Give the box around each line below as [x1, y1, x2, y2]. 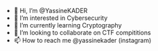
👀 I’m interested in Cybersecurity [13, 14, 108, 22]
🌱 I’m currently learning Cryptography [13, 21, 123, 29]
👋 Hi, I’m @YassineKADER [13, 7, 88, 14]
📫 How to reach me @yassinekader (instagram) [13, 37, 152, 44]
